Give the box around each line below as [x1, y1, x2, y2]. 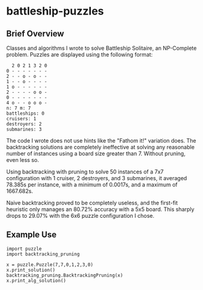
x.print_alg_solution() [6, 277, 67, 283]
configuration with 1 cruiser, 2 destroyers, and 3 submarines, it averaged [6, 175, 187, 181]
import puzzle [6, 246, 42, 252]
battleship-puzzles [6, 4, 104, 18]
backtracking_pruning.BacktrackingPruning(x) [6, 272, 123, 278]
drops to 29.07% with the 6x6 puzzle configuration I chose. [6, 212, 155, 219]
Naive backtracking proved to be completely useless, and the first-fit [6, 199, 178, 206]
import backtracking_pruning [6, 251, 80, 257]
